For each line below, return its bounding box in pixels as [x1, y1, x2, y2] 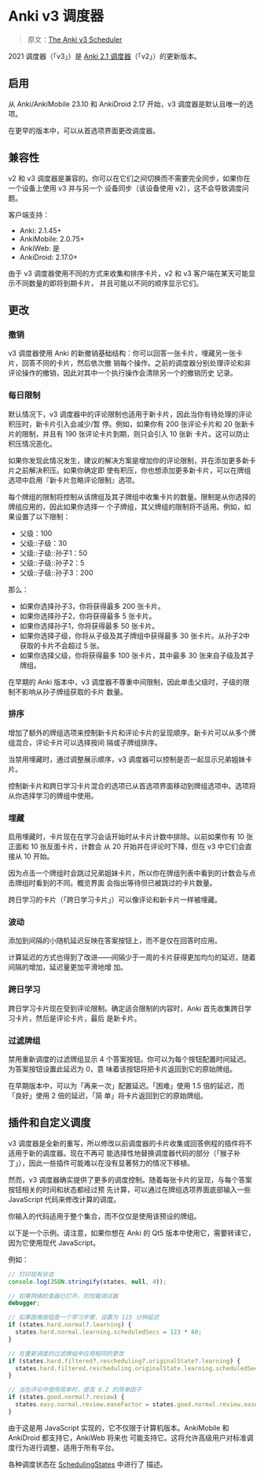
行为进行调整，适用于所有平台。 [14, 1442, 119, 1452]
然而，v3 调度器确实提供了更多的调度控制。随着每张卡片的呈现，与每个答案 [8, 1175, 253, 1184]
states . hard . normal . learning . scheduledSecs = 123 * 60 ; [15, 1328, 202, 1336]
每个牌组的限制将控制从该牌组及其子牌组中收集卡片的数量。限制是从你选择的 [8, 492, 256, 501]
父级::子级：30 [19, 538, 68, 547]
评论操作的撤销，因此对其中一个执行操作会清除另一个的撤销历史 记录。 [8, 368, 237, 378]
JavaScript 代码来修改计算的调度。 [8, 1194, 121, 1204]
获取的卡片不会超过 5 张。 [19, 640, 104, 650]
